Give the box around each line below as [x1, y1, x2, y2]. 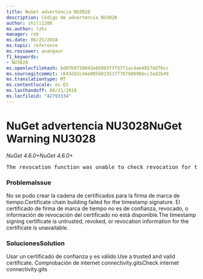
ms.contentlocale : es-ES [6, 82, 69, 88]
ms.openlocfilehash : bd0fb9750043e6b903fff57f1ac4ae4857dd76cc [6, 65, 169, 71]
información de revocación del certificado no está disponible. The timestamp [6, 211, 196, 218]
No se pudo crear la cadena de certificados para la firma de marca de [6, 191, 180, 199]
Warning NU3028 [6, 132, 96, 146]
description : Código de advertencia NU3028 [6, 14, 118, 21]
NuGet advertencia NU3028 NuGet [6, 119, 182, 133]
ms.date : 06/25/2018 [6, 37, 59, 43]
